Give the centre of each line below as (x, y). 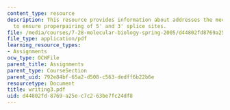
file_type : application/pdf (47, 39)
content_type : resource (41, 13)
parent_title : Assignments (46, 64)
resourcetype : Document (41, 83)
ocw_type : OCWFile (33, 58)
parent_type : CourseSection (47, 70)
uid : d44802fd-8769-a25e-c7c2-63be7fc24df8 (70, 96)
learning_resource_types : (44, 45)
